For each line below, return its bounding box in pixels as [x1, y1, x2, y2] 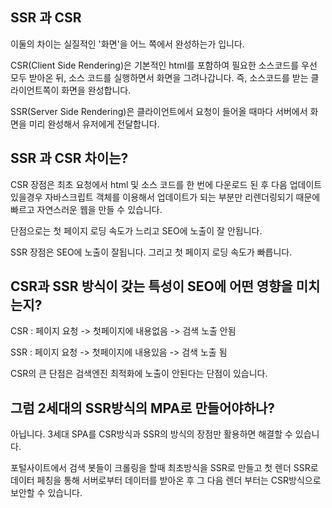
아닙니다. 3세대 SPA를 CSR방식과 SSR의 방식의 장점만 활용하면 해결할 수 [10, 428, 293, 440]
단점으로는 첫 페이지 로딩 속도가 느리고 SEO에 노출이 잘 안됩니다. [10, 224, 263, 237]
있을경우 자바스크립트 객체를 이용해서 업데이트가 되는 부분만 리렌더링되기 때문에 [10, 191, 321, 203]
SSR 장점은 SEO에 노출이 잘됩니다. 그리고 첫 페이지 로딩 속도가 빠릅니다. [10, 246, 293, 258]
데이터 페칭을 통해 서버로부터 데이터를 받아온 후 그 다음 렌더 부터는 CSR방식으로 [10, 474, 322, 487]
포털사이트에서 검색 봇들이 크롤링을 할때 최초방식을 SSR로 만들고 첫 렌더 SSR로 [10, 462, 319, 474]
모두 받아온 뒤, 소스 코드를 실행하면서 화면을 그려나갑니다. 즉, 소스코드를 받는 [10, 71, 309, 83]
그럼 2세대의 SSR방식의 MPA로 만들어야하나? [10, 399, 276, 417]
